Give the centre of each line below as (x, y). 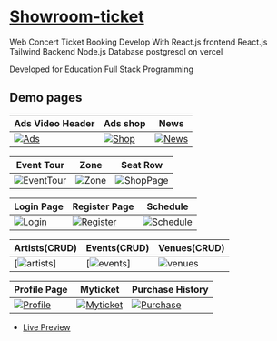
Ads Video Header (54, 123)
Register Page (103, 206)
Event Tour (40, 165)
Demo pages (46, 98)
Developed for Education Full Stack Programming (101, 69)
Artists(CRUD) (45, 247)
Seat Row (142, 165)
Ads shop (125, 123)
